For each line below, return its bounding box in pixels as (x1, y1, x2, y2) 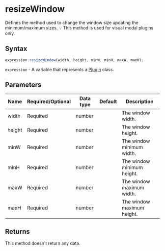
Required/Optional (27, 98, 71, 105)
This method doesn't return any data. (5, 240, 81, 246)
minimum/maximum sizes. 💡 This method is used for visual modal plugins (5, 25, 154, 30)
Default (99, 98, 117, 105)
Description (125, 98, 154, 105)
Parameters (5, 81, 42, 89)
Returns (5, 227, 30, 236)
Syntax (5, 45, 27, 53)
